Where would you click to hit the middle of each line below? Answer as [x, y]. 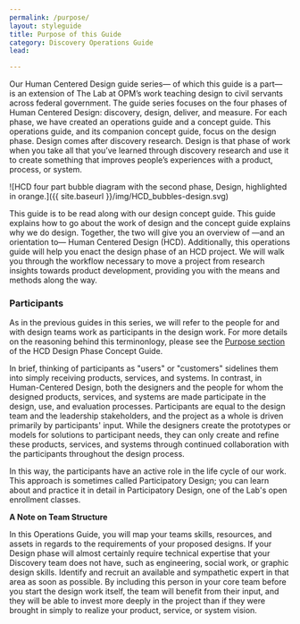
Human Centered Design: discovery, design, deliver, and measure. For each [148, 113]
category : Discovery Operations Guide [81, 42]
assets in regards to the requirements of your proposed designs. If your [141, 544]
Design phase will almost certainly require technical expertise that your [140, 553]
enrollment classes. [45, 500]
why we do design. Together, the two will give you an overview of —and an [147, 232]
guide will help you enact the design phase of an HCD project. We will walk [147, 252]
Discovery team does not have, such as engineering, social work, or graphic [149, 563]
